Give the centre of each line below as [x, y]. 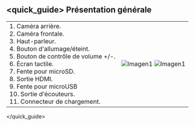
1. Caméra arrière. [35, 26]
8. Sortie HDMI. [31, 79]
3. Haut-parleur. [33, 41]
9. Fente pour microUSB [43, 86]
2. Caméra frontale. [37, 34]
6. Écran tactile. [31, 64]
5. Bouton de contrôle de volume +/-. [63, 56]
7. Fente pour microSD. [42, 71]
